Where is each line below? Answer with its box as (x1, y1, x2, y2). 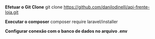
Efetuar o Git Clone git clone (5, 4, 63, 10)
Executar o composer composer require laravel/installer (5, 19, 118, 24)
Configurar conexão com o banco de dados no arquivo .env (5, 28, 128, 34)
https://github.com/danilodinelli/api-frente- (63, 4, 150, 10)
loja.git (5, 9, 19, 15)
